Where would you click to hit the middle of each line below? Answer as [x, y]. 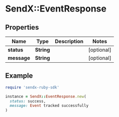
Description [69, 41]
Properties [22, 27]
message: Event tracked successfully [49, 106]
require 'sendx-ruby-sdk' [32, 87]
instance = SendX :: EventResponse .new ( [46, 96]
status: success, [28, 101]
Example [19, 76]
